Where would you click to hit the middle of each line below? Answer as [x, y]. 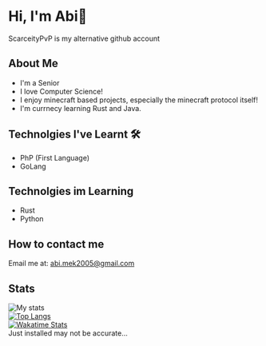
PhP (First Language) [55, 157]
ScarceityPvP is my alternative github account [84, 38]
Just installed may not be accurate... [68, 333]
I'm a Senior [40, 82]
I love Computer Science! [62, 91]
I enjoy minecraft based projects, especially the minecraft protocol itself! [139, 100]
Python [32, 219]
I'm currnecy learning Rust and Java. [80, 108]
